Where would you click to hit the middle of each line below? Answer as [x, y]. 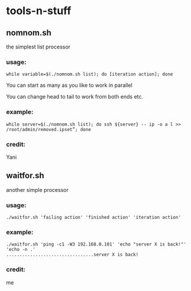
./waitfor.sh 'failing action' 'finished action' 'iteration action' [94, 217]
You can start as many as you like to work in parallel [69, 85]
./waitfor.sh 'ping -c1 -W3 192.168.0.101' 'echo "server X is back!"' [96, 244]
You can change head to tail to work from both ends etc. [75, 97]
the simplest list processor [38, 47]
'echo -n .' [21, 250]
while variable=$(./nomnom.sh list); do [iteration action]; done [90, 74]
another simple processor [38, 189]
